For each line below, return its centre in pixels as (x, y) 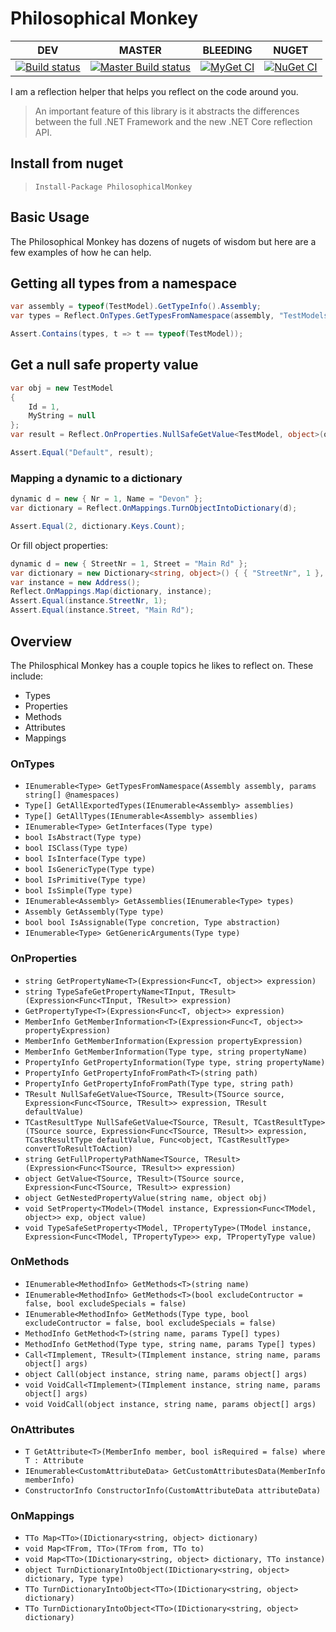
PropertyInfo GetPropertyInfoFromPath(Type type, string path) (159, 1083)
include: (27, 676)
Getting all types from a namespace (124, 283)
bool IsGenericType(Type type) (90, 870)
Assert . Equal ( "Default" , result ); (82, 453)
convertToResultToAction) (78, 1148)
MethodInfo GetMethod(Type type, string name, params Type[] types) (170, 1344)
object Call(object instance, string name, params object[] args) (166, 1374)
